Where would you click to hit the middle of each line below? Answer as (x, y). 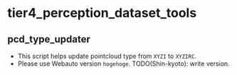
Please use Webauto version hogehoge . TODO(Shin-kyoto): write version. (123, 64)
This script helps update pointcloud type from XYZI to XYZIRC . (107, 56)
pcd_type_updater (49, 39)
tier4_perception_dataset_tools (102, 13)
